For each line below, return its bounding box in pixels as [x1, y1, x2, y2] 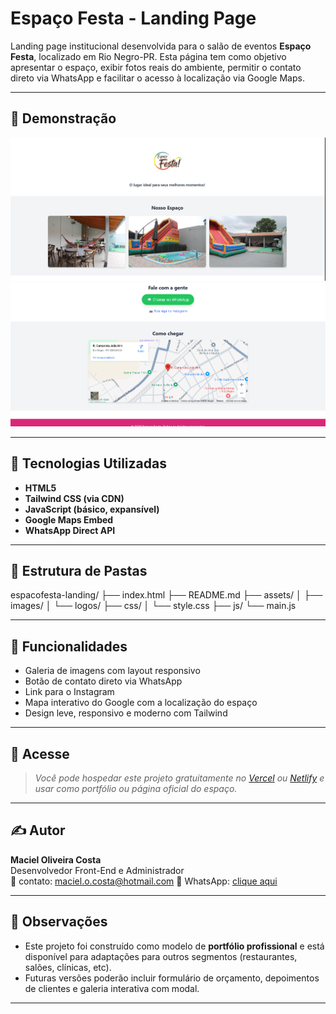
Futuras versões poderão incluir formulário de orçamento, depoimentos [24, 972, 320, 984]
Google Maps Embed [24, 513, 114, 526]
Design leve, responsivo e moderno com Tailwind [24, 707, 228, 719]
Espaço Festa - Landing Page [10, 7, 257, 30]
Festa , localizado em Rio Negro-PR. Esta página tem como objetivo [10, 50, 287, 62]
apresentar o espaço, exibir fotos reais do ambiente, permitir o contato [10, 61, 302, 73]
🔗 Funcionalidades [10, 638, 128, 655]
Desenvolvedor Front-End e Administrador [10, 864, 185, 876]
